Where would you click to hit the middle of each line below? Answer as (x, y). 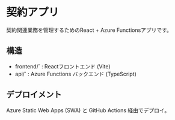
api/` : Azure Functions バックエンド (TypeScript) (76, 74)
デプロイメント (34, 94)
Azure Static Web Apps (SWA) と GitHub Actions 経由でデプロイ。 (88, 110)
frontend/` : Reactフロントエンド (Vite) (63, 66)
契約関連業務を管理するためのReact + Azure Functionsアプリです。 (89, 30)
